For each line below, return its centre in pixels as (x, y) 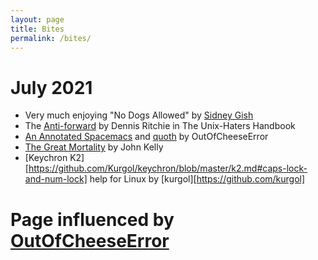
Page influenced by (92, 219)
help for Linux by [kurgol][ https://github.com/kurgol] (197, 179)
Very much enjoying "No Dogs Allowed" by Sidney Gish (139, 115)
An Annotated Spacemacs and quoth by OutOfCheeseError (146, 137)
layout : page (37, 19)
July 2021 (51, 87)
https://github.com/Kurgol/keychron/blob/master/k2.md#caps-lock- (168, 168)
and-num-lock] (56, 179)
